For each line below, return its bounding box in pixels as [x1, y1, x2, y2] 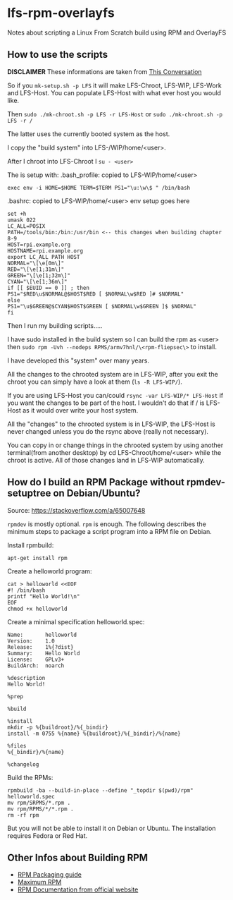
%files [7, 742, 27, 749]
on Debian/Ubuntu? [52, 487, 141, 499]
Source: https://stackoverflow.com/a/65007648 [7, 506, 146, 514]
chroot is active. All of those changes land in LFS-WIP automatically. [7, 456, 206, 464]
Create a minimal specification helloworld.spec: [7, 617, 145, 626]
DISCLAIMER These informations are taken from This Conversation [7, 67, 202, 75]
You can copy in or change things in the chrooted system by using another [7, 441, 224, 449]
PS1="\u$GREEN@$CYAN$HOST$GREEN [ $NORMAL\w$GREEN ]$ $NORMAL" [7, 303, 197, 310]
